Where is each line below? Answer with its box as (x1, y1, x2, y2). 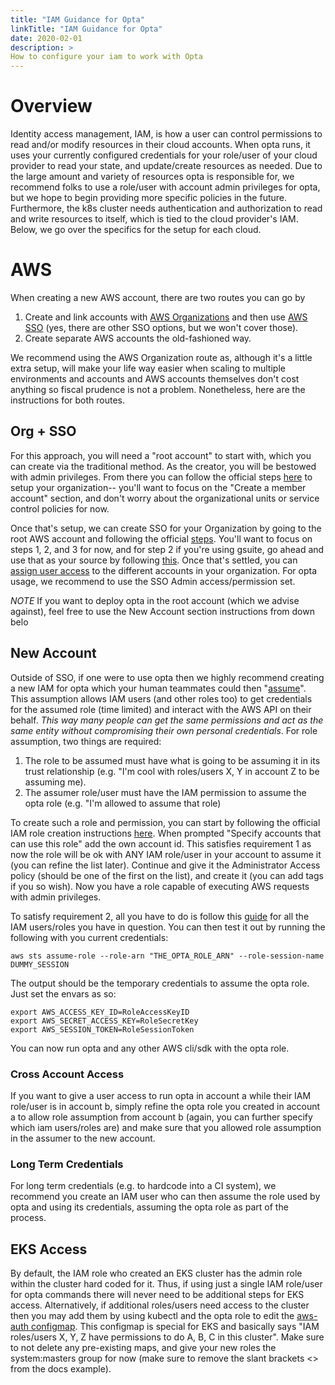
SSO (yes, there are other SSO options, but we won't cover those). (24, 322, 299, 333)
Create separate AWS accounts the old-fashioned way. (24, 332, 252, 344)
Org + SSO (10, 423, 77, 440)
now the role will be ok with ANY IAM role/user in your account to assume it (10, 848, 322, 860)
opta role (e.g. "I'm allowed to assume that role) (24, 797, 222, 809)
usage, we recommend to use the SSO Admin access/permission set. (10, 575, 296, 587)
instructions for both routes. (10, 394, 126, 406)
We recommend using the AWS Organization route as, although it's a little (10, 352, 313, 363)
